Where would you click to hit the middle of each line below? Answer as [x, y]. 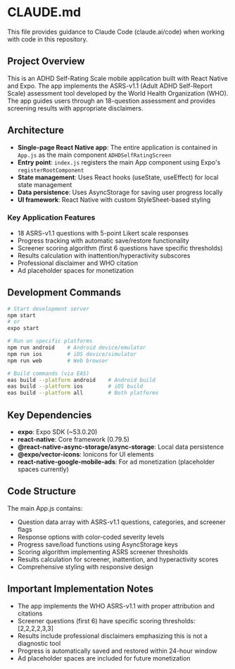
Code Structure [42, 491]
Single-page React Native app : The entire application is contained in [118, 147]
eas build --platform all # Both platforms [83, 393]
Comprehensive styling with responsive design [85, 566]
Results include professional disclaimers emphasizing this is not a [112, 636]
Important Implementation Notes [81, 589]
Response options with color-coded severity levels [91, 537]
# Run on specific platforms [50, 341]
